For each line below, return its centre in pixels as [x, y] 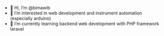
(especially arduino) [30, 18]
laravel [17, 29]
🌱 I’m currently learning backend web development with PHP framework [85, 23]
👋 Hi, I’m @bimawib [30, 8]
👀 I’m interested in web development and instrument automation [76, 13]
